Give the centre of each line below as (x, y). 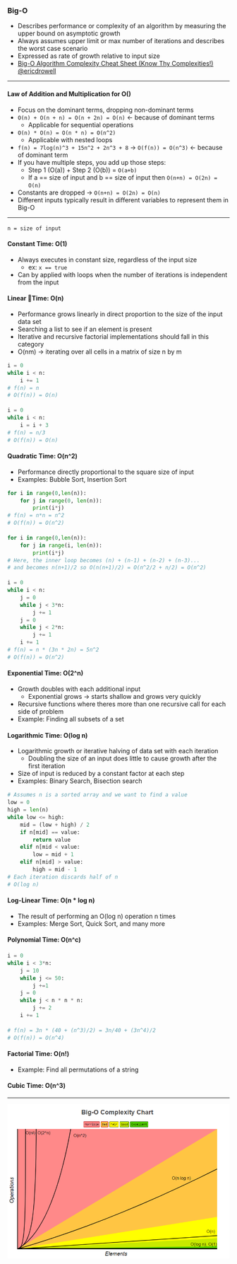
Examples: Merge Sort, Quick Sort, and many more (91, 923)
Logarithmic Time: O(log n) (48, 735)
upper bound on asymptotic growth (69, 33)
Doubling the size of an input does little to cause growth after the (122, 758)
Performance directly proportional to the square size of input (105, 472)
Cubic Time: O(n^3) (36, 1086)
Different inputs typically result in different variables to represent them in (123, 199)
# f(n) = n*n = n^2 (36, 516)
